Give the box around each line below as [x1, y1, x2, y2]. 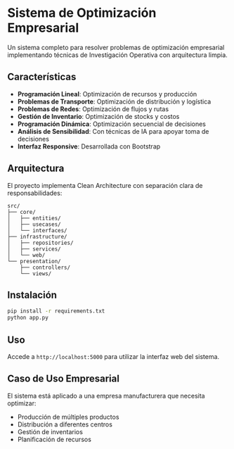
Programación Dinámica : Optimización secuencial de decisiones [17, 120, 206, 128]
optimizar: [7, 399, 37, 407]
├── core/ [7, 208, 37, 215]
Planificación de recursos [17, 435, 91, 443]
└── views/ [20, 270, 52, 277]
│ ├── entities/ [7, 215, 61, 222]
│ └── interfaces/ [7, 227, 68, 234]
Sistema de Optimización [7, 5, 157, 21]
